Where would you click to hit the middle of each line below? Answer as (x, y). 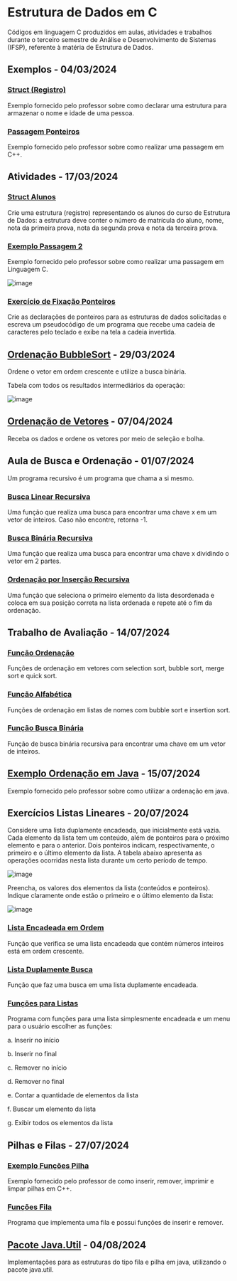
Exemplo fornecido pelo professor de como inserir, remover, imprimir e (111, 1181)
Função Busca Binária (45, 728)
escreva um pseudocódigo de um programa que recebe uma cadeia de (111, 325)
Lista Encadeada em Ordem (56, 928)
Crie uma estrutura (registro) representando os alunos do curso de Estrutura (119, 212)
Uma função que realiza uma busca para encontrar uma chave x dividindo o (118, 554)
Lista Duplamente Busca (50, 969)
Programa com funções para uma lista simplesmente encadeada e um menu (119, 1019)
